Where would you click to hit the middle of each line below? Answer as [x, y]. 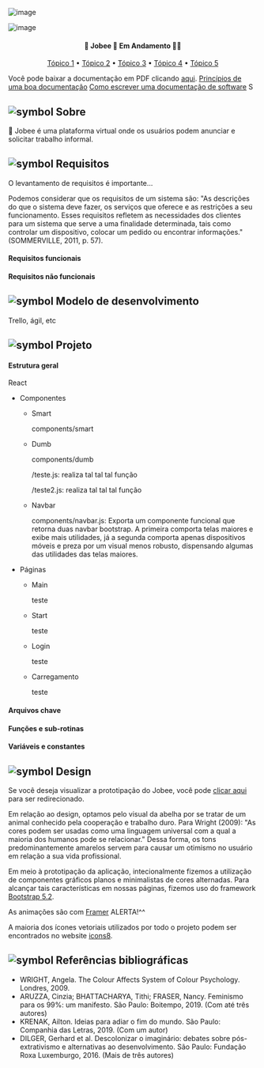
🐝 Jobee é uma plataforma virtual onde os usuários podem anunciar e [122, 131]
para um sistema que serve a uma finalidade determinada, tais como [120, 223]
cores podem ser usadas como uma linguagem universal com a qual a [122, 831]
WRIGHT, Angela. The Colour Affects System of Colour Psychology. [130, 979]
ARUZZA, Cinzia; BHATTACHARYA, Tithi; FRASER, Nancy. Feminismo [131, 996]
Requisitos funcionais [45, 259]
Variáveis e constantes [47, 746]
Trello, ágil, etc [32, 320]
